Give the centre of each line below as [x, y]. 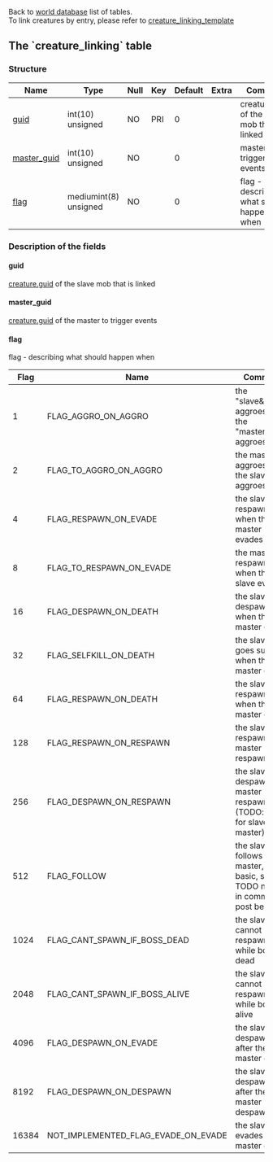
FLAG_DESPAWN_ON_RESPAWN [109, 802]
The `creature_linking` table [80, 46]
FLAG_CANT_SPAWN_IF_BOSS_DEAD [118, 941]
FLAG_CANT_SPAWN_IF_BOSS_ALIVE [118, 994]
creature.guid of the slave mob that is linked [82, 283]
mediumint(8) [94, 196]
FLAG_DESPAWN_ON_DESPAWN [109, 1092]
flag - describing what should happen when [82, 357]
